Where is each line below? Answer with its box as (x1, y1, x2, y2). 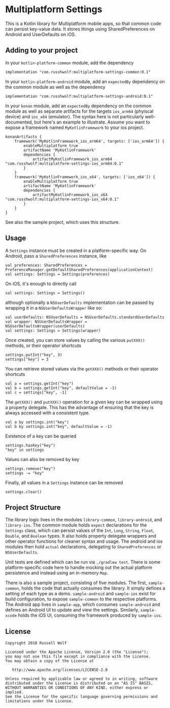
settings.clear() (5, 489, 42, 494)
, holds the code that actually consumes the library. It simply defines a (18, 585, 165, 591)
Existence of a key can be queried (5, 433, 77, 439)
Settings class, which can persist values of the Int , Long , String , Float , (5, 527, 155, 534)
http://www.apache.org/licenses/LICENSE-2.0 (12, 667, 108, 673)
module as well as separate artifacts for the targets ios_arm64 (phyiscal (5, 108, 154, 114)
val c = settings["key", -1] (5, 390, 67, 395)
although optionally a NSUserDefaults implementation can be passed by (5, 299, 154, 306)
